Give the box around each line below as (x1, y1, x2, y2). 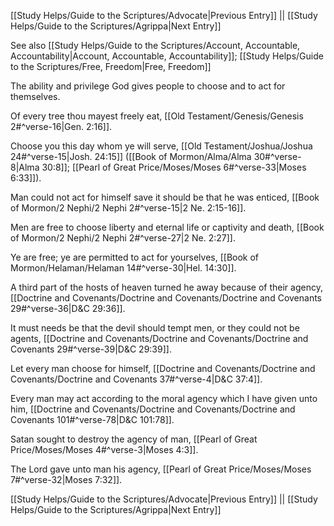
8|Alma (10, 161, 40, 173)
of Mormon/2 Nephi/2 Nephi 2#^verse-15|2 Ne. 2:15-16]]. (10, 202, 247, 214)
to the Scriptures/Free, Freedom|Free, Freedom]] (10, 61, 212, 72)
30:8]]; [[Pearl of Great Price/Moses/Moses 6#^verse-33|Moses (41, 161, 307, 173)
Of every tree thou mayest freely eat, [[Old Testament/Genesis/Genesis (10, 110, 304, 122)
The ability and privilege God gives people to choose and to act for (10, 80, 286, 92)
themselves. (10, 91, 61, 102)
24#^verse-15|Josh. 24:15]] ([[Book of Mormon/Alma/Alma (10, 151, 252, 162)
